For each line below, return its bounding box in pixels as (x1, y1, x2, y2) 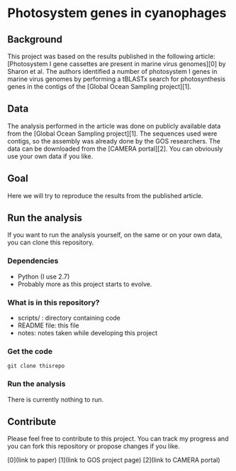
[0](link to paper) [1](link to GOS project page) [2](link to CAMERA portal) (7, 456, 221, 465)
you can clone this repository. (7, 238, 94, 247)
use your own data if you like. (7, 151, 94, 161)
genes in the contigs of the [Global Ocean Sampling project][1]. (7, 82, 191, 90)
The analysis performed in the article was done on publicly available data (7, 121, 221, 130)
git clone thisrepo (7, 362, 65, 370)
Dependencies (7, 256, 59, 266)
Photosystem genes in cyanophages (7, 5, 227, 21)
